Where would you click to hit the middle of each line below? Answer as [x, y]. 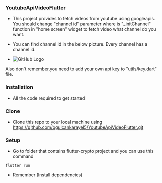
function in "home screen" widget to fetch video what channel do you [84, 29]
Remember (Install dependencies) [47, 175]
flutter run [18, 166]
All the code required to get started [49, 98]
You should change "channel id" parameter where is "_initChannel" [82, 24]
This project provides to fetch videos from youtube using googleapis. [84, 19]
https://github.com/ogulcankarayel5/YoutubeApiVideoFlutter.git [78, 127]
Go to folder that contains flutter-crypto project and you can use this [83, 151]
